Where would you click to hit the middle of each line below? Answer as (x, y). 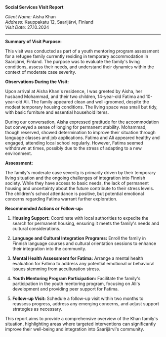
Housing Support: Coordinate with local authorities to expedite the (80, 218)
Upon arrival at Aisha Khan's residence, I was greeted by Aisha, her (74, 91)
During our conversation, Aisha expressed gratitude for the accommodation (82, 122)
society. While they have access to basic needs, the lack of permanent (77, 183)
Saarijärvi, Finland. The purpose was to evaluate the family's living (72, 62)
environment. (19, 153)
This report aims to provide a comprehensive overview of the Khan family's (82, 318)
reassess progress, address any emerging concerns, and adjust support (86, 304)
